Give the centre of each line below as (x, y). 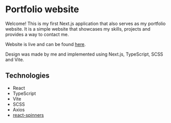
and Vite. (15, 59)
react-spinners (28, 115)
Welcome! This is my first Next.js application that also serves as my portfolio (86, 23)
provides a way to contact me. (37, 34)
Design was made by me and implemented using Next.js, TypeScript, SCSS (84, 54)
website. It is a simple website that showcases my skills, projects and (78, 29)
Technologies (28, 76)
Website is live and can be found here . (45, 44)
